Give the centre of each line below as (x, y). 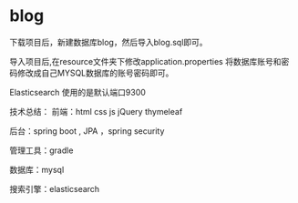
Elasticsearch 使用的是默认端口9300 (77, 92)
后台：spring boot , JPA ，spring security (87, 131)
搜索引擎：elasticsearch (55, 188)
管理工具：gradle (41, 150)
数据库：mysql (37, 169)
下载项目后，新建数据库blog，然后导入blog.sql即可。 (108, 42)
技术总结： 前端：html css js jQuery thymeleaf (96, 111)
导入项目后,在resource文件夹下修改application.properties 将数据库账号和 (145, 61)
